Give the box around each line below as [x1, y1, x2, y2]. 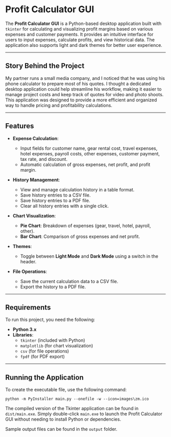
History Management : [12, 177, 60, 183]
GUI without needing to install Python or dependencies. [5, 416, 121, 422]
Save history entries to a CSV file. [20, 192, 91, 198]
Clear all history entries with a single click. [20, 203, 109, 209]
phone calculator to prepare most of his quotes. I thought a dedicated [5, 80, 151, 87]
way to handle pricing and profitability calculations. [5, 102, 112, 108]
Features [5, 122, 34, 130]
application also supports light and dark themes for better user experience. [5, 42, 163, 48]
